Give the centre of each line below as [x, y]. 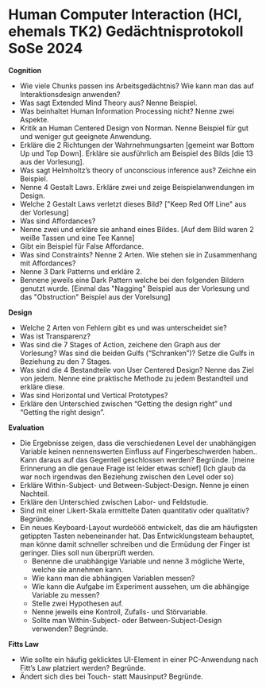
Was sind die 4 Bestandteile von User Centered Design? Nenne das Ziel [137, 370]
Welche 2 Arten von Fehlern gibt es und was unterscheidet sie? [123, 327]
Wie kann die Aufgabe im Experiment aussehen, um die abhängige [141, 586]
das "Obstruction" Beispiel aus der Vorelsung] [95, 296]
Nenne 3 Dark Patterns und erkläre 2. [81, 271]
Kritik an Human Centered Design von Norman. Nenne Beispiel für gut [134, 128]
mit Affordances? [48, 263]
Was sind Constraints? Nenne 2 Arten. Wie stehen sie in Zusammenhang [138, 254]
